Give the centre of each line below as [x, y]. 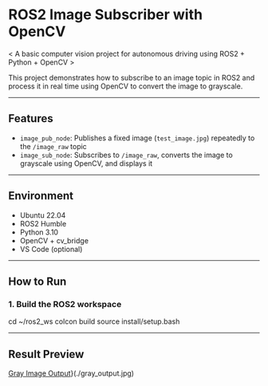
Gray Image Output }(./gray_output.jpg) [71, 373]
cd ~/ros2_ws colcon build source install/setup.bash [94, 321]
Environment [41, 196]
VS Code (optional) [51, 249]
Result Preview [46, 354]
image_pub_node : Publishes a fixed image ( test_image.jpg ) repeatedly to [137, 138]
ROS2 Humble [43, 223]
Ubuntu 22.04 [43, 215]
